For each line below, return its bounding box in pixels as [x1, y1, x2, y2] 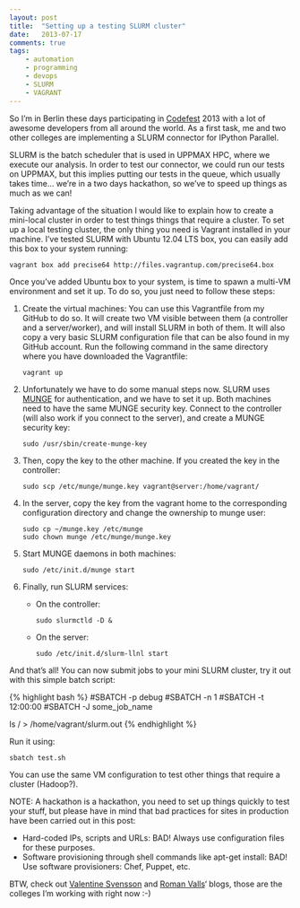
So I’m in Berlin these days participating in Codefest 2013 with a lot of [9, 113, 266, 124]
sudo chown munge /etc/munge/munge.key [21, 532, 172, 541]
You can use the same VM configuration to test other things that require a [9, 769, 280, 780]
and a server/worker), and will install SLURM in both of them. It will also [21, 322, 286, 333]
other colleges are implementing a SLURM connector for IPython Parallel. [9, 132, 279, 143]
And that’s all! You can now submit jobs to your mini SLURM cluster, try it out [9, 665, 291, 676]
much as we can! [9, 188, 73, 198]
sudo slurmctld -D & [35, 616, 113, 624]
